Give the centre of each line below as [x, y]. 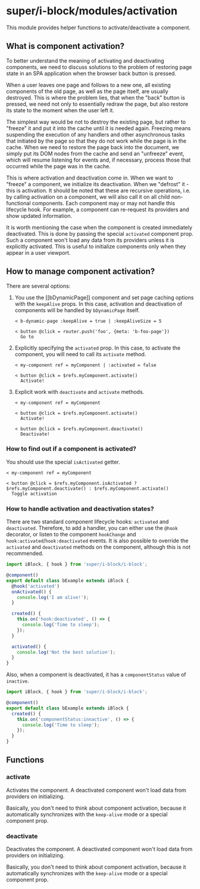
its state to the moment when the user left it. [60, 110]
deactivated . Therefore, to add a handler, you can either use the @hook [92, 528]
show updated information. [39, 215]
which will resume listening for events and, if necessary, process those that [99, 160]
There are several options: [38, 286]
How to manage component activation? [81, 272]
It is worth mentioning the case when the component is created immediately [99, 227]
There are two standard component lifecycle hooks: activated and [87, 522]
